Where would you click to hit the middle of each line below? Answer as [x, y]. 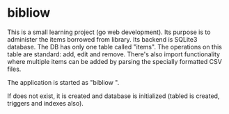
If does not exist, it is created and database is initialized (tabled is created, [113, 96]
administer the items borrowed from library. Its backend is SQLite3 [102, 39]
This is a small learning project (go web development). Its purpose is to [109, 32]
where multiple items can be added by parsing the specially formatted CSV [115, 61]
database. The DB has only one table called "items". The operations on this [115, 47]
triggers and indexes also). [45, 103]
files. [14, 69]
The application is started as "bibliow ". [63, 82]
